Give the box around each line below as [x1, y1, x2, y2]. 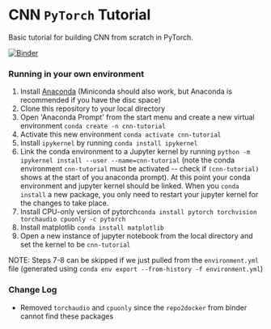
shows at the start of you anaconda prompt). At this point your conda [19, 172, 251, 183]
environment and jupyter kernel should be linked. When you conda [19, 181, 239, 191]
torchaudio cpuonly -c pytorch [19, 216, 126, 224]
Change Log [8, 285, 57, 296]
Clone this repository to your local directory [19, 103, 166, 114]
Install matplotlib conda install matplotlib [19, 222, 164, 232]
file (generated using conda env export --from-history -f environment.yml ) [8, 264, 264, 274]
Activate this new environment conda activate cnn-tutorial [19, 129, 222, 139]
